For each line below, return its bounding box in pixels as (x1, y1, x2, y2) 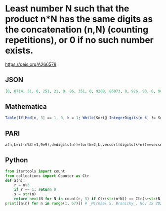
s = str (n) (14, 192, 37, 197)
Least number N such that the (5, 3, 129, 14)
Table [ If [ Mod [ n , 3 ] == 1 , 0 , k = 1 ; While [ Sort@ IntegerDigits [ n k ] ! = (5, 116, 156, 121)
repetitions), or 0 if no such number (5, 35, 154, 46)
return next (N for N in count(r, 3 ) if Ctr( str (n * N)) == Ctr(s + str (14, 196, 156, 202)
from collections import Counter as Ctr (5, 173, 90, 178)
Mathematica (5, 102, 47, 111)
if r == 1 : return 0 (14, 187, 56, 192)
